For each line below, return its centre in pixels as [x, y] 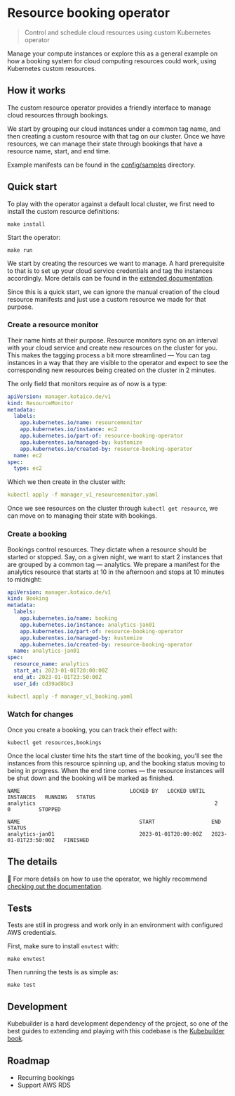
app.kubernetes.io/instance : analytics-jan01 [88, 625]
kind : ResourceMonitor [40, 403]
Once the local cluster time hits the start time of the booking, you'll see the [115, 756]
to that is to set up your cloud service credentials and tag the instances [110, 270]
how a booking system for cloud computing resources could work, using [112, 60]
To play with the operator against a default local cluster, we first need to [111, 204]
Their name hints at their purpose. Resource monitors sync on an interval [113, 340]
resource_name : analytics [52, 664]
